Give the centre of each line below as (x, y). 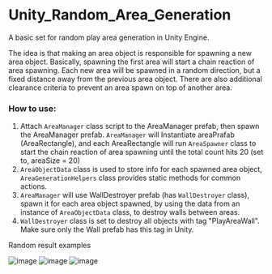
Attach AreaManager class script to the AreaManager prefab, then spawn (140, 126)
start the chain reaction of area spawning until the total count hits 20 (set (142, 152)
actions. (33, 186)
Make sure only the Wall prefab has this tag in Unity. (107, 229)
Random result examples (50, 246)
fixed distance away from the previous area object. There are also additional (136, 79)
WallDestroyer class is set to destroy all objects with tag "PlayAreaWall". (140, 221)
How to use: (32, 109)
